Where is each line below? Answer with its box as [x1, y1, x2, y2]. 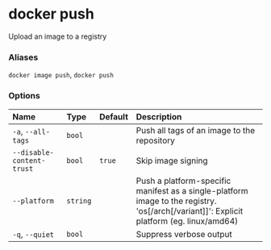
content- [12, 156, 46, 165]
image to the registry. [135, 195, 217, 206]
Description [135, 110, 182, 122]
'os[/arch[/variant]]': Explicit [135, 205, 244, 216]
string [66, 196, 92, 206]
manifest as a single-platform [135, 185, 248, 196]
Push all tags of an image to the [135, 124, 256, 135]
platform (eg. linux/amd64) [135, 215, 239, 227]
